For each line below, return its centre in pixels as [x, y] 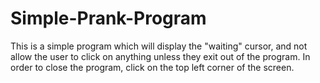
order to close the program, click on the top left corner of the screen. [152, 67]
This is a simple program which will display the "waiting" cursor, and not [159, 46]
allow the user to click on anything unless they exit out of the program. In [160, 56]
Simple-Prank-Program [108, 18]
